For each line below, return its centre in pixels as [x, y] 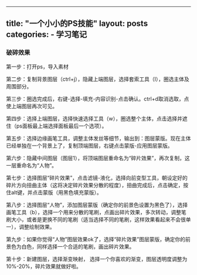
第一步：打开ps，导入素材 [37, 66]
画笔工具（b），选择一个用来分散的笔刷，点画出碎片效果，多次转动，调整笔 [96, 212]
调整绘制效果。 [37, 226]
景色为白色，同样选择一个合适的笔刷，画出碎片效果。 [70, 246]
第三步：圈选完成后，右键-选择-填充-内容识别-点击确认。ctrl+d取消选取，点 [98, 99]
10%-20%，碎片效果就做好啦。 [44, 266]
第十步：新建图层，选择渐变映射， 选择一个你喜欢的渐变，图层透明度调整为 [97, 259]
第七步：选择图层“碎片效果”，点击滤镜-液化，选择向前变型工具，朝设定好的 [97, 178]
